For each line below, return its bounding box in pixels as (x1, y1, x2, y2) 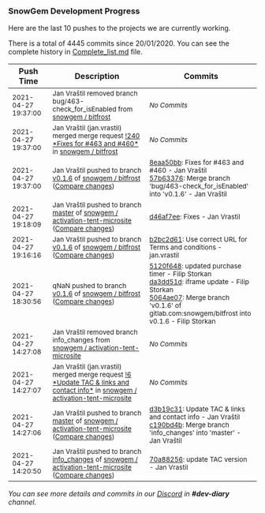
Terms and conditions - (149, 243, 222, 252)
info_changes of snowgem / (52, 455, 138, 464)
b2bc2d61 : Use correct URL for (149, 235, 248, 244)
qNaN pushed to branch (52, 282, 127, 290)
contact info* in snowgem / (52, 386, 137, 395)
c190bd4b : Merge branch (149, 421, 230, 429)
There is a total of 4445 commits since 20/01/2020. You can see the (8, 39, 230, 48)
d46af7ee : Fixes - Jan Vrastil (149, 212, 241, 222)
